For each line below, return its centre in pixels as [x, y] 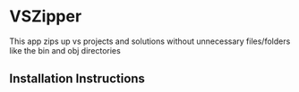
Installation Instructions [77, 79]
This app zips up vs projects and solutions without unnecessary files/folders [150, 41]
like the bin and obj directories [65, 50]
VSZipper [46, 17]
